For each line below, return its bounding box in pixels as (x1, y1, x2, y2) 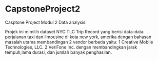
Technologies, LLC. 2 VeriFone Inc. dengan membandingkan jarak (5, 44, 138, 50)
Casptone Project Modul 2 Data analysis (5, 19, 86, 25)
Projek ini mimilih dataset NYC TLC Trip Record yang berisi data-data (5, 29, 144, 34)
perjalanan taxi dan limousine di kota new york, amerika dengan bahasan (5, 34, 152, 40)
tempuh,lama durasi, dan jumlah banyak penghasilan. (5, 49, 112, 55)
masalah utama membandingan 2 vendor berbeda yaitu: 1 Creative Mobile (5, 39, 154, 45)
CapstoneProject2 (5, 3, 80, 15)
